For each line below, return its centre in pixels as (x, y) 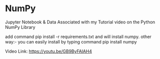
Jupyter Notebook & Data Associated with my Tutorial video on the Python (80, 22)
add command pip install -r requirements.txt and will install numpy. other (78, 37)
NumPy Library (20, 27)
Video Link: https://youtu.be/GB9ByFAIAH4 (49, 51)
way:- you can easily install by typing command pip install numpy (71, 41)
